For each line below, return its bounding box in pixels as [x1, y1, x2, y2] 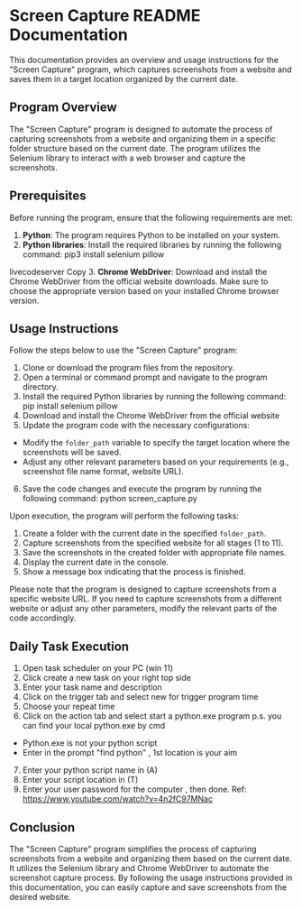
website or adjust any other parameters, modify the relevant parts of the [9, 603, 278, 614]
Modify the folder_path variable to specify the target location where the [22, 437, 290, 448]
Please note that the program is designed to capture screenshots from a [9, 583, 277, 595]
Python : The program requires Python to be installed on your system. [22, 229, 281, 240]
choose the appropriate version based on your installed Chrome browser [9, 285, 279, 296]
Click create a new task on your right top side [22, 673, 192, 684]
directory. [22, 381, 59, 392]
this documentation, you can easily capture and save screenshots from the [9, 882, 287, 893]
